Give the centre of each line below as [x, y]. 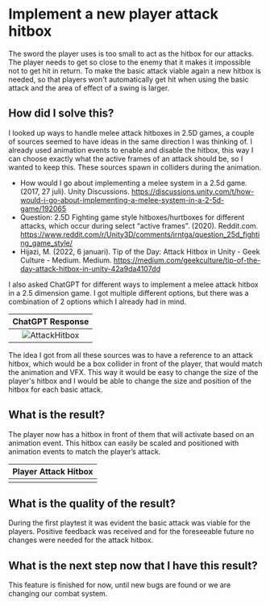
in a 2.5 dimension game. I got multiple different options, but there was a [129, 292]
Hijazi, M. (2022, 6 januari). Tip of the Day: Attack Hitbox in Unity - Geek [140, 251]
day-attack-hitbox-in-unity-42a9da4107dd [90, 268]
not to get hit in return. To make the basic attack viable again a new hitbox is [135, 70]
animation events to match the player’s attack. [85, 451]
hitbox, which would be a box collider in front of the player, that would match [135, 364]
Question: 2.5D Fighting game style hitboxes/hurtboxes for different [132, 217]
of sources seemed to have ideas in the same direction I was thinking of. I [130, 141]
